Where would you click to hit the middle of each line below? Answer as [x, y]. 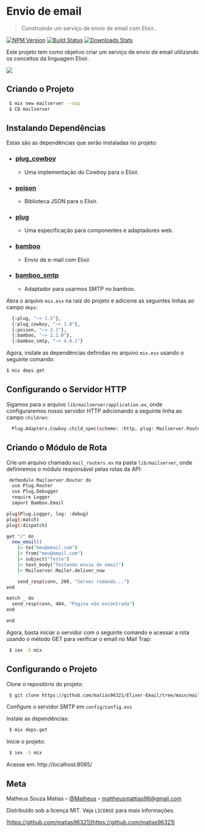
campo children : [27, 417]
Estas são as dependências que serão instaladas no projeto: [82, 143]
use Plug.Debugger [35, 492]
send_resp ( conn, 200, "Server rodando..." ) [74, 582]
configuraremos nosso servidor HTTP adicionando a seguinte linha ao [94, 411]
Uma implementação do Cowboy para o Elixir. [81, 172]
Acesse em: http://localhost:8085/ [49, 765]
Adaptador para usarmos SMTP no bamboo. [80, 288]
